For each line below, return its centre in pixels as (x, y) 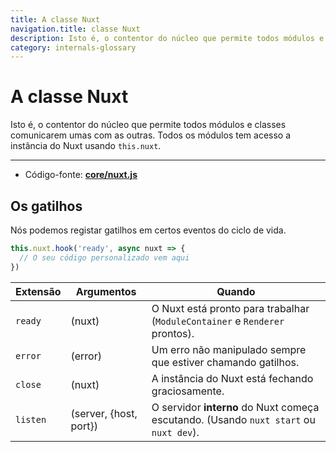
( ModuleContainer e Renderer (218, 321)
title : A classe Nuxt (55, 19)
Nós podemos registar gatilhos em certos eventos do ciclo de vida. (148, 230)
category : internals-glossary (73, 47)
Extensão (38, 291)
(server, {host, (104, 413)
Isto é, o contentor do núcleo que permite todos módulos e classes (148, 125)
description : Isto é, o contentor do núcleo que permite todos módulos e (167, 38)
